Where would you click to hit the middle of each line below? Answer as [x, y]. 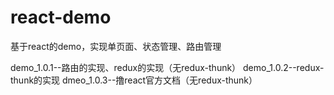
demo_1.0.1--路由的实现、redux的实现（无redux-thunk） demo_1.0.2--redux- [167, 67]
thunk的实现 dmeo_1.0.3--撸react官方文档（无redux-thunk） [134, 80]
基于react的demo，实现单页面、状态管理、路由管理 [116, 46]
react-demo [61, 17]
